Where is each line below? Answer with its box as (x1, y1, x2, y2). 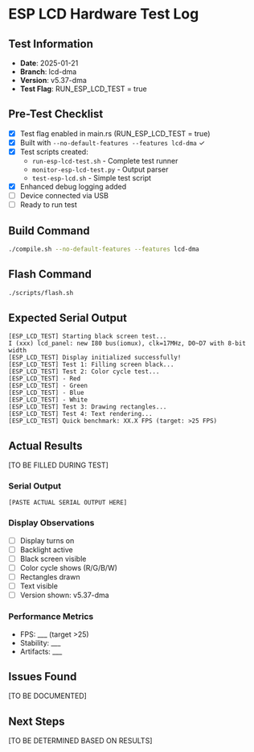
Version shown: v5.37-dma (19, 590, 110, 600)
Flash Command (8, 268, 92, 281)
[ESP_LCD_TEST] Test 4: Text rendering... (8, 410, 153, 418)
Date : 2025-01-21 (19, 58, 79, 68)
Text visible (19, 581, 59, 591)
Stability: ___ (19, 638, 61, 647)
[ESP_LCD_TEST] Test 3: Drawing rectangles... (8, 403, 167, 411)
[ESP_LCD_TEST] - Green (8, 382, 88, 390)
